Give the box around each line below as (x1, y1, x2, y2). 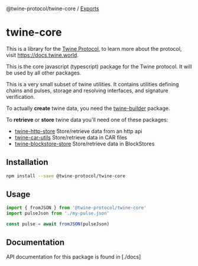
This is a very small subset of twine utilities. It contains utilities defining (6, 80, 179, 87)
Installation (6, 157, 48, 167)
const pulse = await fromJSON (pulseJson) (6, 221, 110, 227)
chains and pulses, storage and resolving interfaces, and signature (6, 87, 168, 94)
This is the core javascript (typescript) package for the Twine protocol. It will (6, 63, 192, 70)
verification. (6, 93, 35, 100)
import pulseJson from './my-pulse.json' (6, 210, 110, 216)
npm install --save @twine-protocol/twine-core (6, 173, 126, 179)
